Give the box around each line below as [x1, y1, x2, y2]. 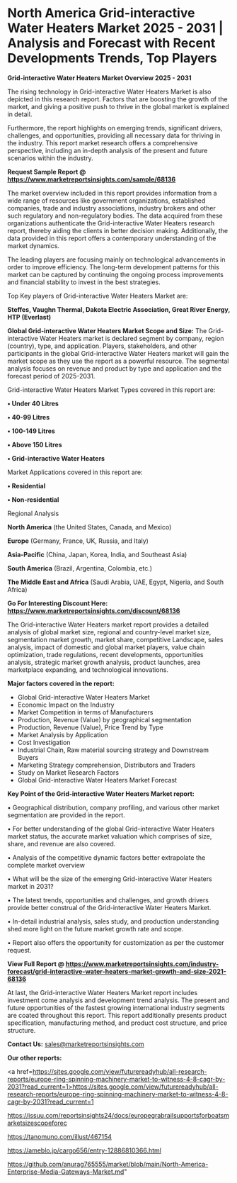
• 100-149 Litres [7, 427, 55, 435]
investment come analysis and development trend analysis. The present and [7, 996, 230, 1004]
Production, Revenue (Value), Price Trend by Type [17, 723, 164, 731]
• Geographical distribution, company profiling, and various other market [7, 803, 220, 812]
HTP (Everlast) [7, 313, 52, 321]
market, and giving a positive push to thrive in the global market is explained [7, 102, 230, 111]
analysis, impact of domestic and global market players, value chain [7, 643, 205, 651]
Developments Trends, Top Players [7, 50, 217, 67]
